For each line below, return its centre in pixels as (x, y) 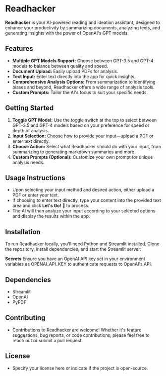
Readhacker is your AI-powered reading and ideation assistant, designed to (83, 22)
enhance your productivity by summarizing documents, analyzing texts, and (83, 27)
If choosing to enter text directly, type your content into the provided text (86, 200)
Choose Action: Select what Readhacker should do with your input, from (86, 146)
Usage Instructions (35, 178)
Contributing (25, 318)
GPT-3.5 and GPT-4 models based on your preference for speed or (81, 125)
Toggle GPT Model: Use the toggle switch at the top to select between (84, 120)
